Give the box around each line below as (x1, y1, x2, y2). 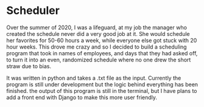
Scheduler (6, 4, 60, 18)
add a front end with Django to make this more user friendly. (6, 94, 157, 101)
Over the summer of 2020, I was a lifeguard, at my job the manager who (6, 24, 188, 31)
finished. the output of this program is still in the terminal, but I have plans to (6, 87, 197, 94)
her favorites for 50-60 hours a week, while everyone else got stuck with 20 (6, 36, 197, 44)
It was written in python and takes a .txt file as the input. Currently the (6, 74, 181, 81)
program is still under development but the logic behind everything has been (6, 80, 199, 88)
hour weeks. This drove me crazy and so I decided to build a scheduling (6, 43, 187, 50)
